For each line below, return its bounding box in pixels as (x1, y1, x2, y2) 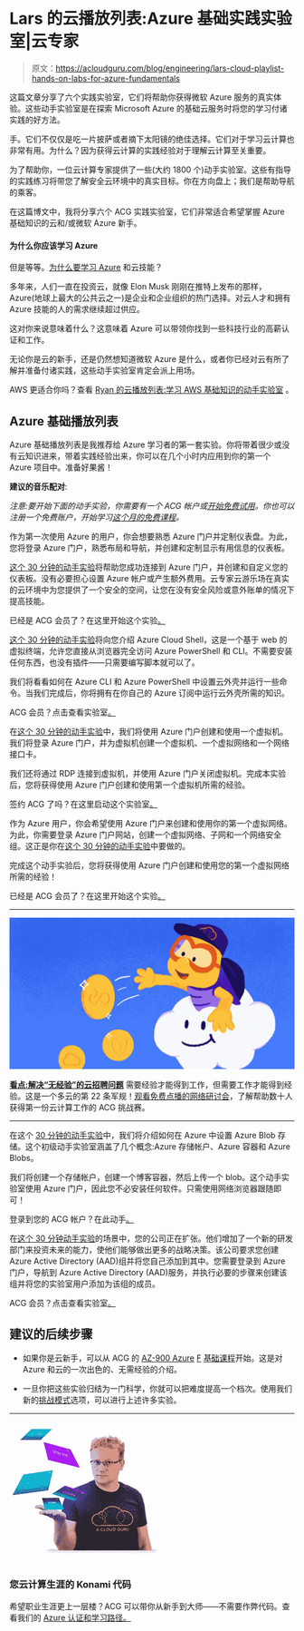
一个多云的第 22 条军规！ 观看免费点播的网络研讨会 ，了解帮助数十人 (40, 1090, 293, 1101)
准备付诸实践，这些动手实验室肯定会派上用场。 (24, 365, 200, 376)
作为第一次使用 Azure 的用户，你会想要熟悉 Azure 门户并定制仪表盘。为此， (9, 531, 292, 542)
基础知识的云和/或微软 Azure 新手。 (9, 217, 142, 228)
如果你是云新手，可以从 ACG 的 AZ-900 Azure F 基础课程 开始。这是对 (22, 1353, 283, 1363)
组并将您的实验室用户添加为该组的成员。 (9, 1278, 160, 1289)
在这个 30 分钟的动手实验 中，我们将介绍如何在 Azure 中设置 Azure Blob (9, 1129, 276, 1140)
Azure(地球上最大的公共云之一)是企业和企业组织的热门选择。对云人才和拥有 (9, 292, 291, 304)
